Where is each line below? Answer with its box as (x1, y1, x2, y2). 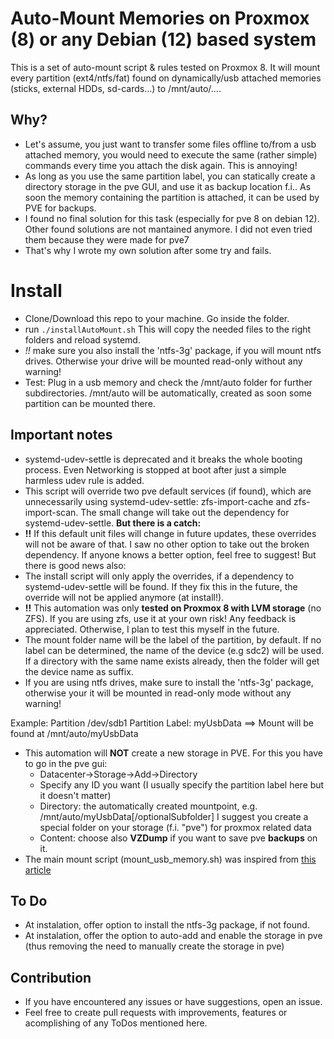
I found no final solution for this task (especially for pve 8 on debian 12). (24, 212, 320, 224)
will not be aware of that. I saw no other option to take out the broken (24, 538, 310, 550)
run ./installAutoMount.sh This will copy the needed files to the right (24, 323, 312, 335)
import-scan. (24, 506, 79, 518)
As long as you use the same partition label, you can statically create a (24, 170, 316, 182)
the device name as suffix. (24, 665, 134, 677)
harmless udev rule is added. (24, 474, 145, 486)
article (24, 863, 52, 876)
